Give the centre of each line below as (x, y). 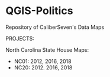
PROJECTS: (20, 38)
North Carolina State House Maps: (47, 50)
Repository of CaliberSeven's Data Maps (55, 27)
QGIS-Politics (39, 11)
